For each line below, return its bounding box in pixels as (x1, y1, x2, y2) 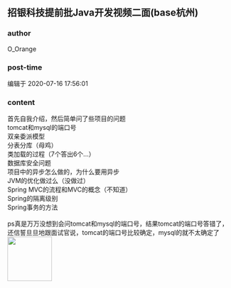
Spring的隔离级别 (7, 194, 58, 203)
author (7, 28, 31, 38)
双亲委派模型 (7, 132, 45, 140)
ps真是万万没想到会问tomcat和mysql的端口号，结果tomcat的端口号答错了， (7, 219, 229, 228)
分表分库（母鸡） (7, 141, 58, 150)
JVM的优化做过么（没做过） (7, 177, 90, 185)
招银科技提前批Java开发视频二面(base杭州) (7, 6, 199, 19)
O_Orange (7, 45, 37, 53)
